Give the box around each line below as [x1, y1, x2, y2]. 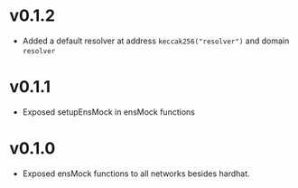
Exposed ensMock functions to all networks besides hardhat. [22, 168, 250, 179]
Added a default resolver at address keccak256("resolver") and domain [22, 35, 290, 46]
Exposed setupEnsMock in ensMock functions [22, 106, 196, 117]
